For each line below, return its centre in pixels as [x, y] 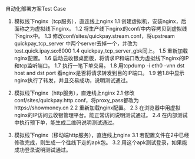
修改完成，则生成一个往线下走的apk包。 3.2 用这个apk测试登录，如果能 [100, 142]
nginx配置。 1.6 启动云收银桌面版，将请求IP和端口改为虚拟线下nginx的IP [101, 58]
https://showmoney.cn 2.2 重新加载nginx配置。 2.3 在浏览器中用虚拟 [97, 108]
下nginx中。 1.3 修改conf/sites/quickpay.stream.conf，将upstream [94, 36]
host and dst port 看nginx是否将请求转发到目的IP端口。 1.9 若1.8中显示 [99, 73]
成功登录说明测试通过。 [42, 150]
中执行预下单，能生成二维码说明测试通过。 [66, 122]
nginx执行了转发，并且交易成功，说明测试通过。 [72, 80]
